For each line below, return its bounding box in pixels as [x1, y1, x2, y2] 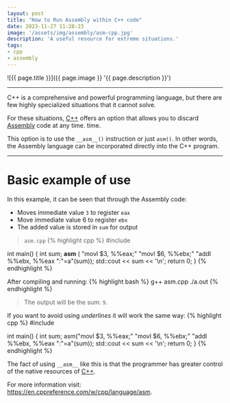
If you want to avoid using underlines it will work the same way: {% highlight [7, 311, 222, 319]
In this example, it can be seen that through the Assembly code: [7, 195, 187, 203]
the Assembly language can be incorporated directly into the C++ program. [7, 141, 220, 150]
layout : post [7, 10, 44, 17]
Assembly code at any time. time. [7, 121, 101, 129]
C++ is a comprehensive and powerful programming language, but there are [7, 93, 222, 102]
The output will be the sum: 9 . [23, 298, 108, 306]
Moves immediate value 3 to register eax [16, 208, 131, 216]
